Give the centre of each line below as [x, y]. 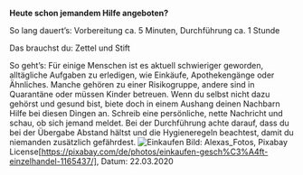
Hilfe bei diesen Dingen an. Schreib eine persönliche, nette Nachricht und [146, 113]
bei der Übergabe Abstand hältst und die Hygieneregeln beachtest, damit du [151, 133]
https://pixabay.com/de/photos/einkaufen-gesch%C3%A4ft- [155, 152]
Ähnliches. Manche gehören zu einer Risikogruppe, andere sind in [132, 84]
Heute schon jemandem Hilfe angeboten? [89, 13]
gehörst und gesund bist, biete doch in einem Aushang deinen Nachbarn [145, 104]
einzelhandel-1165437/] [53, 161]
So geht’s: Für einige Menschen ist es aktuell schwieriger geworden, [137, 65]
